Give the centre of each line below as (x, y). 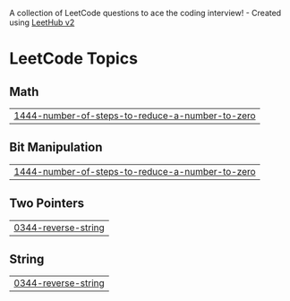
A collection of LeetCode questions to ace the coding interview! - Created (145, 13)
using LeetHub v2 (42, 22)
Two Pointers (47, 204)
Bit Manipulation (56, 147)
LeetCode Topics (74, 59)
